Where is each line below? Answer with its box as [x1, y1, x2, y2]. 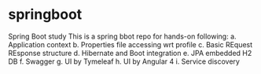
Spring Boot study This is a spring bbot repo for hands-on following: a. [8, 31, 237, 41]
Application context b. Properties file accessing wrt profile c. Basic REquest [8, 39, 253, 49]
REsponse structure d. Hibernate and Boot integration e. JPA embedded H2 [8, 48, 252, 57]
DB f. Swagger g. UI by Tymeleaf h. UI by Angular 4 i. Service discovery [8, 57, 240, 66]
